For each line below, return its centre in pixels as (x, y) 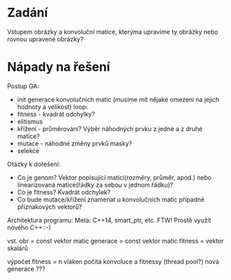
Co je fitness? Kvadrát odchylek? (64, 192)
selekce (28, 150)
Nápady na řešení (59, 67)
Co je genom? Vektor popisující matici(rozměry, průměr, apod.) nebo (114, 177)
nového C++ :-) (29, 227)
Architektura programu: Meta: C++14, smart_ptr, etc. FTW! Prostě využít (109, 220)
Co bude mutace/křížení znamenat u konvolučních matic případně (111, 199)
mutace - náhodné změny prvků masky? (74, 143)
